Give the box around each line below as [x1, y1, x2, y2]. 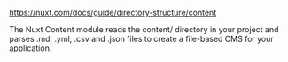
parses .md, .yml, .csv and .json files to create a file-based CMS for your [9, 34, 275, 44]
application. [9, 43, 52, 53]
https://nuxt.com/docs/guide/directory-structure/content [9, 8, 217, 17]
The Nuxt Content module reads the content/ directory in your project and [9, 24, 279, 34]
